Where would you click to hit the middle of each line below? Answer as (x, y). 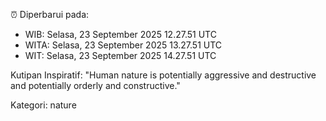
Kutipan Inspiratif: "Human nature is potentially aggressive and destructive (163, 75)
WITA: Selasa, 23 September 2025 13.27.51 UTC (123, 45)
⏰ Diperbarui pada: (50, 14)
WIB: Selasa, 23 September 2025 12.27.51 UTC (120, 34)
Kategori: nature (43, 105)
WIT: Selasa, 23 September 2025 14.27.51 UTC (120, 55)
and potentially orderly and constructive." (95, 85)
